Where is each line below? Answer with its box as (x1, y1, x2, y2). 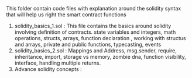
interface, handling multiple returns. (14, 59, 101, 66)
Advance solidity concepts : (14, 66, 82, 72)
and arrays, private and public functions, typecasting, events (14, 41, 162, 48)
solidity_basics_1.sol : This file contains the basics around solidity (14, 23, 172, 29)
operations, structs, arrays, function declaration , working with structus (14, 35, 186, 41)
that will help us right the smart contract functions (6, 11, 127, 18)
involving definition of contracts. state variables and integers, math (14, 29, 176, 36)
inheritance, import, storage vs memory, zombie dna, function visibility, (14, 54, 186, 60)
